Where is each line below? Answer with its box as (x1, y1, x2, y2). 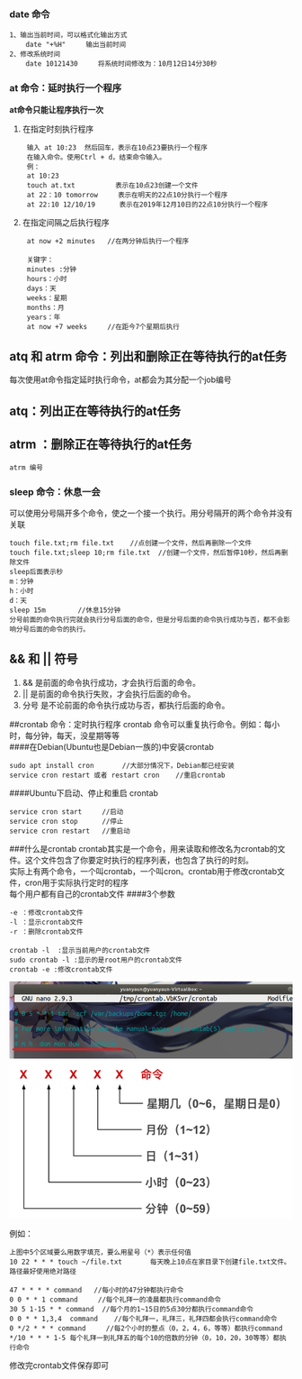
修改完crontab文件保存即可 (9, 1360, 110, 1371)
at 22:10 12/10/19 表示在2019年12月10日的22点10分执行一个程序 (26, 200, 268, 209)
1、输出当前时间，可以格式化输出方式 (9, 31, 128, 40)
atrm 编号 (9, 462, 43, 472)
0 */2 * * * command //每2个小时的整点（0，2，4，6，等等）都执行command (9, 1324, 283, 1333)
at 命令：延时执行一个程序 (9, 82, 122, 95)
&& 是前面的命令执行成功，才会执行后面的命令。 (22, 677, 200, 688)
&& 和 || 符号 (9, 652, 78, 667)
